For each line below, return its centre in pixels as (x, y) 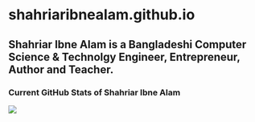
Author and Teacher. (61, 69)
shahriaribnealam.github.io (102, 15)
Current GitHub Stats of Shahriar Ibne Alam (95, 92)
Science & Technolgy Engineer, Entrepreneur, (124, 57)
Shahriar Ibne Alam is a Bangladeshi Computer (127, 45)
